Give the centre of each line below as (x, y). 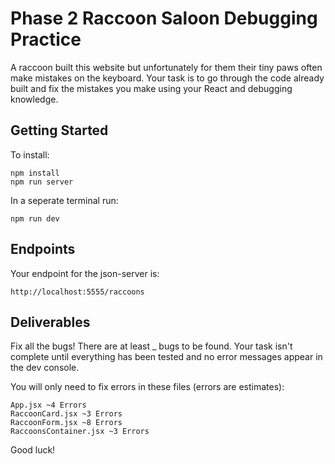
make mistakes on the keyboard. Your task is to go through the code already (167, 78)
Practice (46, 39)
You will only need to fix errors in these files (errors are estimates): (147, 387)
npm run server (42, 182)
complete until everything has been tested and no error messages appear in (166, 357)
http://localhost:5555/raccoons (77, 292)
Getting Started (59, 130)
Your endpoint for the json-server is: (85, 273)
